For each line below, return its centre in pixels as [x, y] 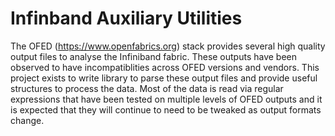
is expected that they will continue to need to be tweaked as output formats [166, 109]
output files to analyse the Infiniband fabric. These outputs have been [154, 56]
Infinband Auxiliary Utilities [126, 18]
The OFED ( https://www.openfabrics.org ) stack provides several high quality [168, 46]
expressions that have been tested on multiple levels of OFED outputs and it [166, 99]
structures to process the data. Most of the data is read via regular [147, 88]
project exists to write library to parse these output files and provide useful [164, 78]
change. [27, 120]
